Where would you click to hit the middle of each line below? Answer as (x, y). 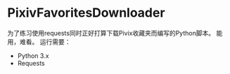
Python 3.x (33, 55)
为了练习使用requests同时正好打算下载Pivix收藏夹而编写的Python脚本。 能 (115, 33)
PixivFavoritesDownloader (86, 13)
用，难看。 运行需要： (39, 42)
